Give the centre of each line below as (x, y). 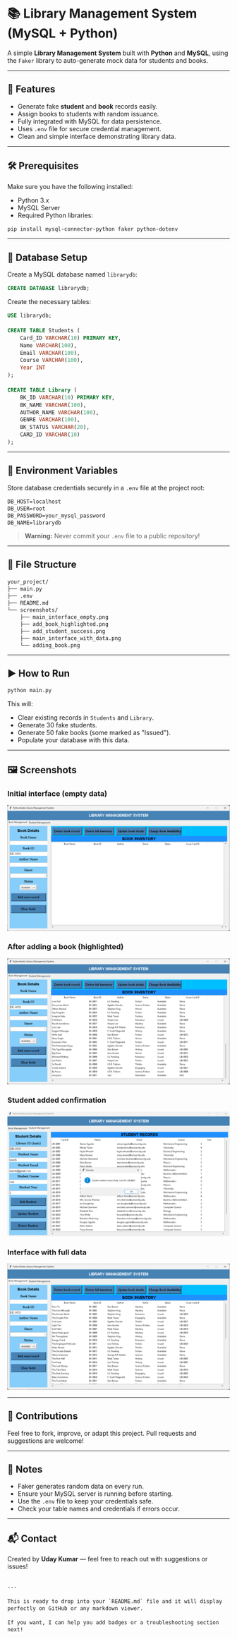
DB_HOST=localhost (34, 502)
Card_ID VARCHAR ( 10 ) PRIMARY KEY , (71, 338)
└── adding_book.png (50, 645)
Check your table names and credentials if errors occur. (98, 1509)
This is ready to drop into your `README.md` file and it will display (115, 1602)
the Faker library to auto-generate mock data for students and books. (108, 60)
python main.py (30, 691)
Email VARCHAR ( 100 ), (50, 353)
